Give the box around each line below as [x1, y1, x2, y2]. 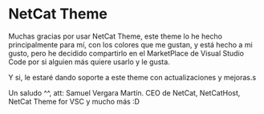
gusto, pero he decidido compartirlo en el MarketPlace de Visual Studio [8, 48, 245, 58]
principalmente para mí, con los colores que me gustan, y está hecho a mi [8, 39, 253, 49]
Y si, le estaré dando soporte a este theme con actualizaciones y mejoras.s [8, 72, 257, 82]
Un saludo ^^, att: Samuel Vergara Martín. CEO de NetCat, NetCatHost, [8, 88, 241, 97]
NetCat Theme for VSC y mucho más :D [8, 96, 140, 106]
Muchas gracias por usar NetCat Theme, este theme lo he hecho [8, 31, 223, 41]
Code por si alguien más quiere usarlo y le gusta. [8, 57, 170, 67]
